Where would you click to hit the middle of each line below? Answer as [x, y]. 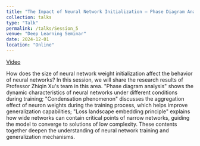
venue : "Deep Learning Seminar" [46, 34]
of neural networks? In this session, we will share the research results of [95, 80]
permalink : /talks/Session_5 [42, 28]
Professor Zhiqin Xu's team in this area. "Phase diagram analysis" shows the [100, 86]
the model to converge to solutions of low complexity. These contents [92, 124]
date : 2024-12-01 [28, 39]
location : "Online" [30, 45]
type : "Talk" [22, 23]
